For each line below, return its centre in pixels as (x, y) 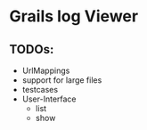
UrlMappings (46, 70)
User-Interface (49, 99)
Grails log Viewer (74, 16)
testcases (40, 89)
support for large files (62, 80)
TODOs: (32, 49)
